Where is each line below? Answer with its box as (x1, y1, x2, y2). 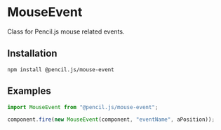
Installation (7, 48, 58, 59)
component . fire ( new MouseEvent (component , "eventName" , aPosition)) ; (7, 116, 215, 123)
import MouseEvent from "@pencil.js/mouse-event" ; (7, 103, 159, 110)
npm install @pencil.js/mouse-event (7, 66, 114, 73)
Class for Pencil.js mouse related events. (7, 27, 125, 36)
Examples (7, 85, 51, 97)
